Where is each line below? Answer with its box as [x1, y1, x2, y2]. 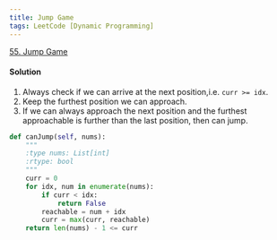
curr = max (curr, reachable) [41, 216, 151, 225]
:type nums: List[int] [25, 149, 110, 158]
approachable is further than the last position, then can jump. [22, 115, 248, 125]
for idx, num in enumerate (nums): [25, 182, 154, 191]
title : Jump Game [9, 13, 74, 22]
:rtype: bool [25, 158, 74, 167]
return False [56, 199, 106, 208]
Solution [9, 66, 42, 77]
